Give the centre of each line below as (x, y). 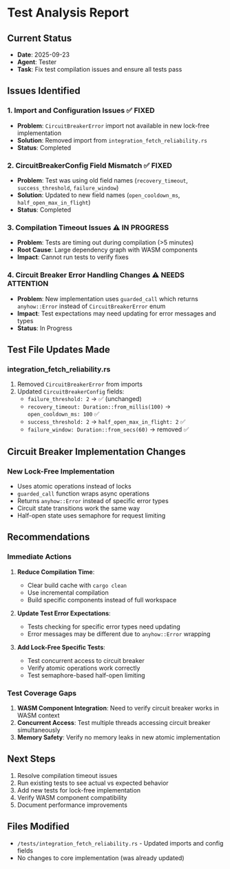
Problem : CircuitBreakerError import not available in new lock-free (113, 125)
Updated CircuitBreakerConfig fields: (71, 391)
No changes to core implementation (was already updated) (101, 858)
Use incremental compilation (68, 592)
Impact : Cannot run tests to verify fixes (73, 257)
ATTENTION (28, 284)
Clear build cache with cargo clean (77, 585)
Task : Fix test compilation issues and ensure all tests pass (100, 69)
